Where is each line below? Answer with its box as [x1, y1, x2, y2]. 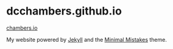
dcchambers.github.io [6, 4, 122, 18]
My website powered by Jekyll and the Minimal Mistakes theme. [6, 36, 168, 43]
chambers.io [6, 24, 38, 31]
